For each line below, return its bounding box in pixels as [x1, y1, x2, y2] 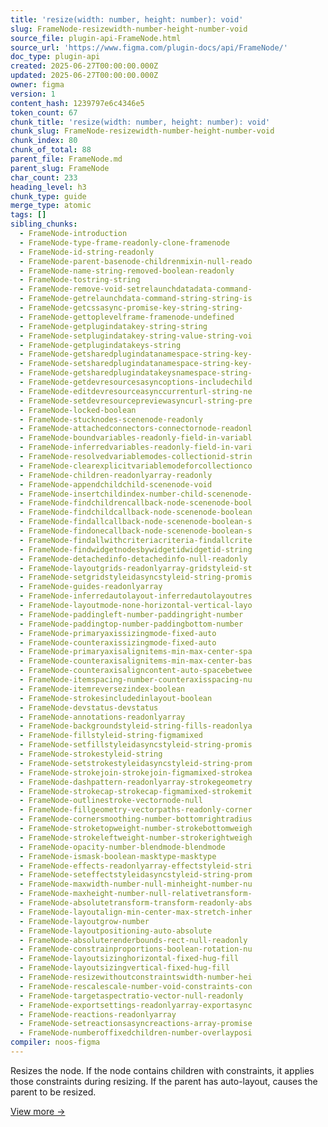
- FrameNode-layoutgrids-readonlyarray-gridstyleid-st [19, 563, 253, 573]
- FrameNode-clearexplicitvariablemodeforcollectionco [19, 461, 253, 471]
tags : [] [10, 210, 47, 220]
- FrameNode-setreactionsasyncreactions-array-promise [19, 1019, 253, 1029]
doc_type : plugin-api [10, 52, 101, 62]
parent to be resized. [10, 1086, 97, 1098]
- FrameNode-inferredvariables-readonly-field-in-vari [19, 442, 253, 453]
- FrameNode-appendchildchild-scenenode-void [19, 479, 213, 490]
